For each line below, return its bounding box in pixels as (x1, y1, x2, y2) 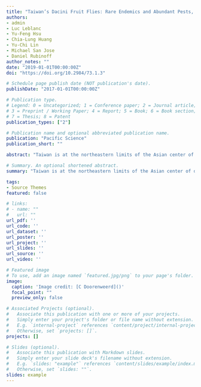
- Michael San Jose (6, 48, 55, 54)
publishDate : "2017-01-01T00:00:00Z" (6, 86, 100, 93)
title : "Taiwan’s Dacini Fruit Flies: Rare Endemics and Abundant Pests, (6, 8, 194, 15)
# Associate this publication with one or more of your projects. (6, 311, 181, 317)
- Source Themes (6, 185, 47, 191)
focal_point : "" (11, 289, 52, 296)
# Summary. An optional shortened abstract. (6, 162, 119, 168)
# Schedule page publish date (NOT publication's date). (6, 81, 151, 87)
